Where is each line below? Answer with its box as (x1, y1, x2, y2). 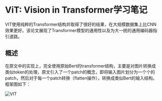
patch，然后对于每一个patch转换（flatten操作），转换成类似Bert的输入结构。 (5, 75, 157, 81)
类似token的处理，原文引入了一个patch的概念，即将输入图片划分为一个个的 (5, 69, 155, 75)
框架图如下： (5, 81, 31, 87)
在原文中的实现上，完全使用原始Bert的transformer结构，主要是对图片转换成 (5, 63, 156, 68)
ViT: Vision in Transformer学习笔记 (5, 4, 148, 16)
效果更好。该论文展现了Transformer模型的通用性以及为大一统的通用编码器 (5, 27, 153, 33)
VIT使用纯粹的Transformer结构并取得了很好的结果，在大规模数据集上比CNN (5, 21, 157, 27)
